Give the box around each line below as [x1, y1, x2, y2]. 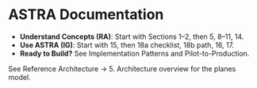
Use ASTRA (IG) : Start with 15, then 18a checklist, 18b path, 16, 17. [19, 40, 235, 49]
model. [8, 72, 31, 82]
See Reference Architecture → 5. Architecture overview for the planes [8, 63, 236, 73]
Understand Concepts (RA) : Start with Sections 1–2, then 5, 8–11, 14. [19, 32, 244, 41]
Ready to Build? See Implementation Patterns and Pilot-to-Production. [19, 48, 250, 58]
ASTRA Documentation [8, 6, 164, 24]
